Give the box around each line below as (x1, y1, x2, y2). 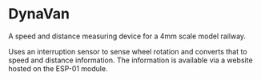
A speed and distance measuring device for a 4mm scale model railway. (8, 31, 247, 41)
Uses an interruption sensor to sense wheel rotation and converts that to (8, 46, 247, 56)
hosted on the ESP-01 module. (8, 63, 108, 73)
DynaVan (8, 5, 70, 23)
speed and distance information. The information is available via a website (8, 55, 254, 65)
